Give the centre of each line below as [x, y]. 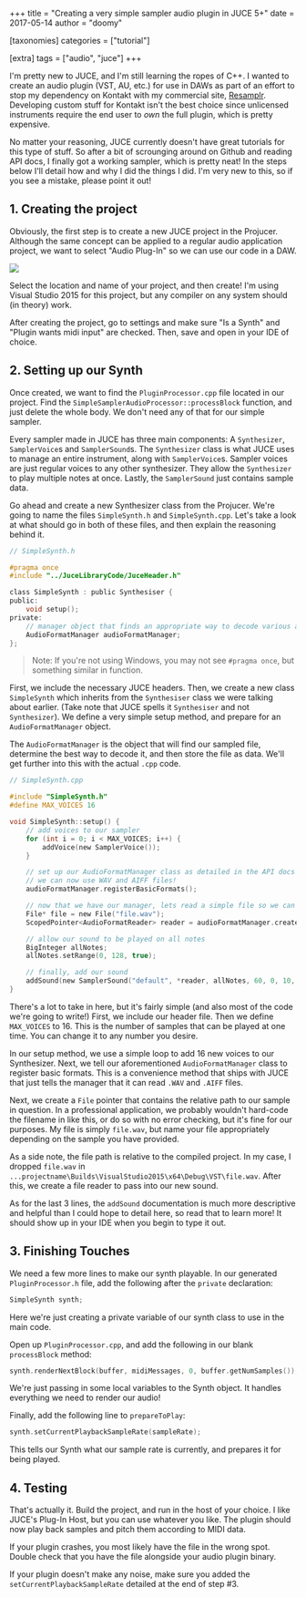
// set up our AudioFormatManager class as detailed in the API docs [161, 872]
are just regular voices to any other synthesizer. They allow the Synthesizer [151, 468]
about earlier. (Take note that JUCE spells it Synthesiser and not [130, 707]
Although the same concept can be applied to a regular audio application [146, 241]
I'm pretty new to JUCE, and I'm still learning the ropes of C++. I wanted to [149, 76]
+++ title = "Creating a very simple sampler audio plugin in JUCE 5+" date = [152, 13]
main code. [31, 1326]
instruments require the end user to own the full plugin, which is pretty [141, 114]
